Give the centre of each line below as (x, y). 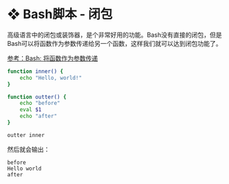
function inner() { (35, 71)
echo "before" (40, 103)
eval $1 (31, 110)
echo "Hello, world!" (51, 78)
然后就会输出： (28, 149)
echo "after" (39, 116)
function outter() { (37, 97)
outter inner (26, 135)
